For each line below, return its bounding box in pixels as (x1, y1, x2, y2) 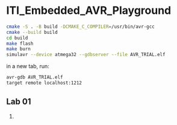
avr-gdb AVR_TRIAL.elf (6, 74, 63, 80)
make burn (6, 46, 31, 52)
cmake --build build (6, 29, 58, 35)
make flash (6, 40, 34, 46)
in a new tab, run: (6, 63, 49, 70)
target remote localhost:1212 (6, 80, 82, 86)
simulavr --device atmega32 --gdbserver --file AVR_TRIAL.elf (6, 52, 166, 58)
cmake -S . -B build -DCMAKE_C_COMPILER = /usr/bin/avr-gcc (6, 24, 155, 30)
